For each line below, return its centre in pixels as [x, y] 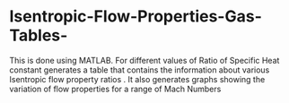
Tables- [39, 35]
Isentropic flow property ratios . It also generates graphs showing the [137, 79]
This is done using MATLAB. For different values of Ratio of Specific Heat [144, 60]
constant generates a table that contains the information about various [140, 70]
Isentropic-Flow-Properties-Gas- [136, 17]
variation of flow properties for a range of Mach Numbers [115, 89]
